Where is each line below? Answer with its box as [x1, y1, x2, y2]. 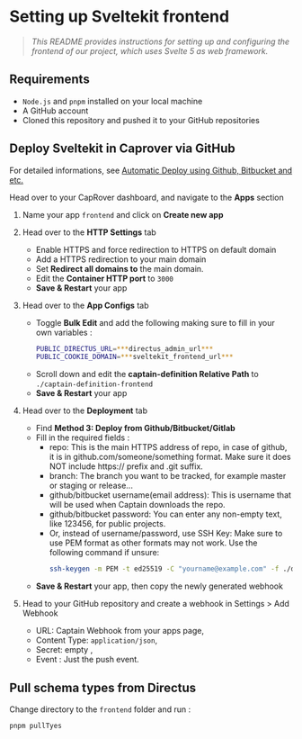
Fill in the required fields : [35, 432, 130, 443]
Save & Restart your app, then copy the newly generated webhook [35, 581, 283, 591]
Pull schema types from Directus [9, 680, 197, 695]
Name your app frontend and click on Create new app [22, 209, 224, 220]
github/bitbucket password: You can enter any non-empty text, [49, 509, 283, 519]
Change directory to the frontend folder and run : [9, 704, 191, 715]
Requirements [9, 72, 90, 87]
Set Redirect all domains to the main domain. [35, 263, 204, 274]
